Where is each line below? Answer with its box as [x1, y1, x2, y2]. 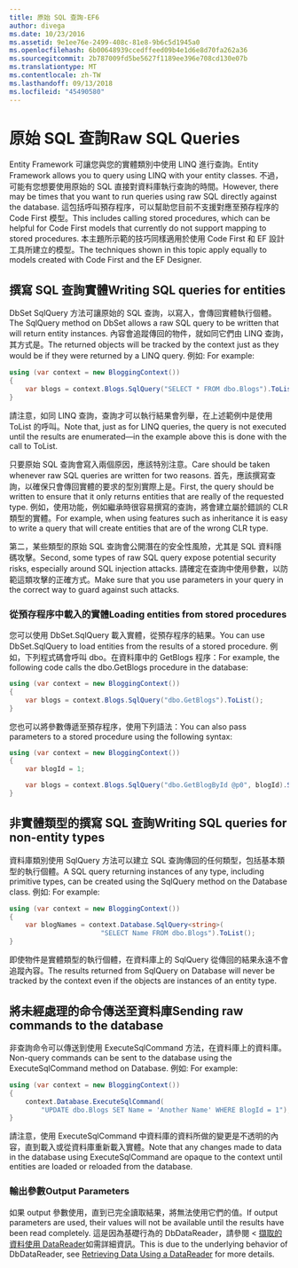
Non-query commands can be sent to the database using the [9, 1052, 232, 1063]
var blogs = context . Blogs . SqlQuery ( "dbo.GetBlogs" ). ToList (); [25, 696, 264, 705]
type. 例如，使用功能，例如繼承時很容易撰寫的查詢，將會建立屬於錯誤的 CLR [9, 501, 288, 512]
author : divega [9, 21, 66, 30]
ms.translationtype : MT [9, 63, 98, 72]
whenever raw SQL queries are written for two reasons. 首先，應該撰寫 [9, 469, 269, 480]
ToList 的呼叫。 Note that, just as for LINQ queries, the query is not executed [9, 421, 286, 431]
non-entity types [9, 831, 105, 846]
